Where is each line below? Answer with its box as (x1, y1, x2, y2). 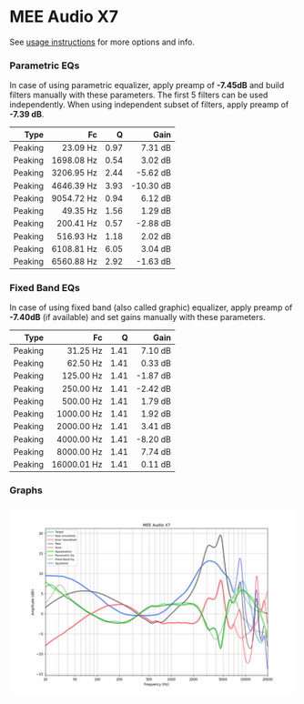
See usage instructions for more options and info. (9, 36, 196, 47)
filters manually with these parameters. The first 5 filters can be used (9, 89, 269, 101)
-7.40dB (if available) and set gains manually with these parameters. (9, 312, 266, 323)
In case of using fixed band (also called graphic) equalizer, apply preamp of (9, 302, 293, 313)
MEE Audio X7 (9, 6, 119, 27)
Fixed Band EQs (9, 281, 80, 294)
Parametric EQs (9, 59, 80, 72)
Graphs (9, 484, 43, 497)
